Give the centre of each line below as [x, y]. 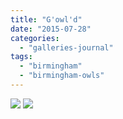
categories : [35, 38]
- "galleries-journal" [66, 47]
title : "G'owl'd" [46, 19]
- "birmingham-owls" [62, 76]
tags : [21, 57]
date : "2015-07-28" [51, 29]
